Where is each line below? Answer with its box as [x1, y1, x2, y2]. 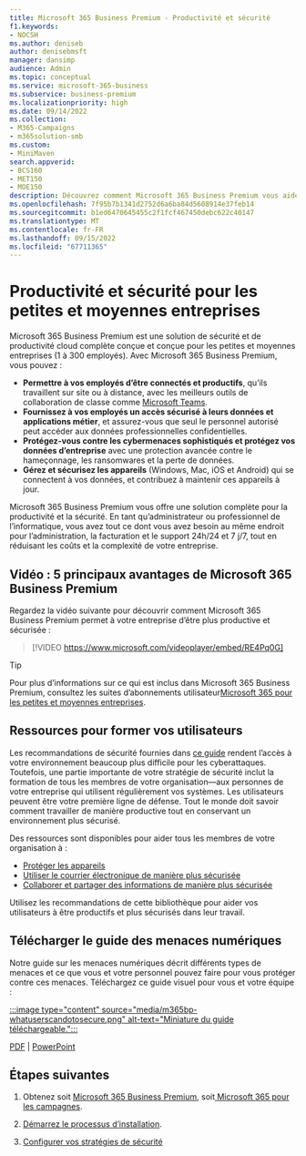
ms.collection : [9, 115, 67, 124]
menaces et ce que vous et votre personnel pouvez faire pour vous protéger [9, 967, 296, 977]
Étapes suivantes [9, 1068, 110, 1083]
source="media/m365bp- [101, 1004, 198, 1015]
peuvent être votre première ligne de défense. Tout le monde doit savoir [9, 795, 280, 806]
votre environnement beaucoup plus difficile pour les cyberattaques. [9, 757, 267, 768]
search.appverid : [9, 157, 76, 167]
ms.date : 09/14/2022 [9, 107, 88, 116]
